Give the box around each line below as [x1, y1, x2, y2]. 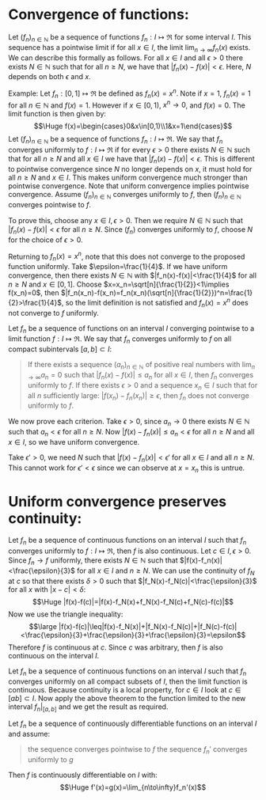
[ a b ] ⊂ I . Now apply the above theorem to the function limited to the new [8, 693, 246, 703]
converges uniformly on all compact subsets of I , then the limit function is [8, 677, 248, 686]
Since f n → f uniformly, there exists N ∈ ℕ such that [8, 555, 178, 567]
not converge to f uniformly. [8, 308, 99, 317]
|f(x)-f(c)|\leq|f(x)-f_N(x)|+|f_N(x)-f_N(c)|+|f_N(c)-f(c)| [59, 621, 237, 631]
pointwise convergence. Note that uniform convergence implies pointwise [8, 181, 249, 191]
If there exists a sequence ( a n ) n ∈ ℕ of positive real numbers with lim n [27, 360, 256, 371]
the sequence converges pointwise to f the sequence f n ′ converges [27, 745, 248, 756]
